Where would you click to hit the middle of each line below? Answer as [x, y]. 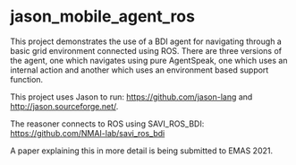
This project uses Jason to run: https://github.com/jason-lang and [131, 97]
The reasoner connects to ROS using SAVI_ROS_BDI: [107, 124]
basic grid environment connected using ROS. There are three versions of [146, 50]
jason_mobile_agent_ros [103, 17]
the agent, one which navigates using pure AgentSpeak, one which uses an [149, 60]
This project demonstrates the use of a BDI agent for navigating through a [146, 41]
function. [27, 79]
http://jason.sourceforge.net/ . [64, 106]
